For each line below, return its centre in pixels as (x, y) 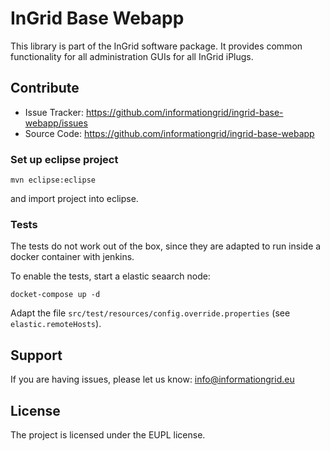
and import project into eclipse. (74, 199)
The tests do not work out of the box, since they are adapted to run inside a (166, 246)
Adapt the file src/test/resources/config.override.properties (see (150, 313)
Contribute (45, 88)
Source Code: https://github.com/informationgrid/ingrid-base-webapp (169, 133)
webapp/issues (56, 123)
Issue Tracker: (54, 112)
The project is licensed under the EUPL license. (108, 434)
